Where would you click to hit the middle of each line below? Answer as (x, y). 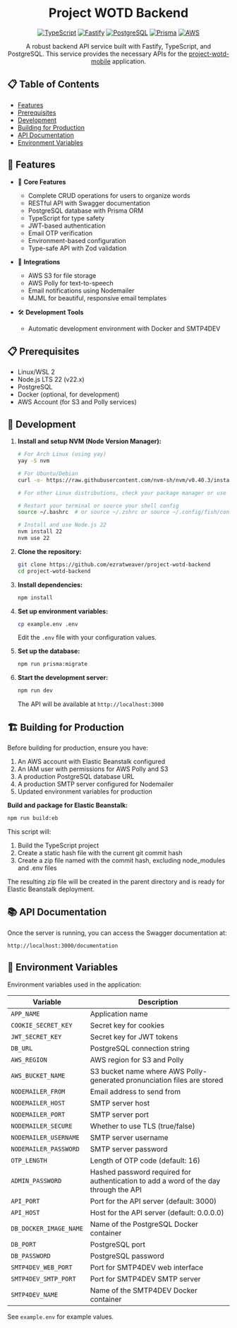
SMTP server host (120, 1103)
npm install (35, 598)
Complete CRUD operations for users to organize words (109, 195)
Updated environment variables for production (85, 792)
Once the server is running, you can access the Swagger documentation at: (117, 933)
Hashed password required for (141, 1172)
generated (107, 1080)
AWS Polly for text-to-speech (71, 283)
